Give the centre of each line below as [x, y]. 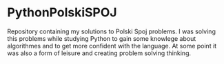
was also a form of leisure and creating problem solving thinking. [99, 53]
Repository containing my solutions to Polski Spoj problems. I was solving [111, 31]
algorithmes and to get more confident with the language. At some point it [112, 46]
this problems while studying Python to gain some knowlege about [102, 38]
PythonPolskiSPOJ [62, 13]
